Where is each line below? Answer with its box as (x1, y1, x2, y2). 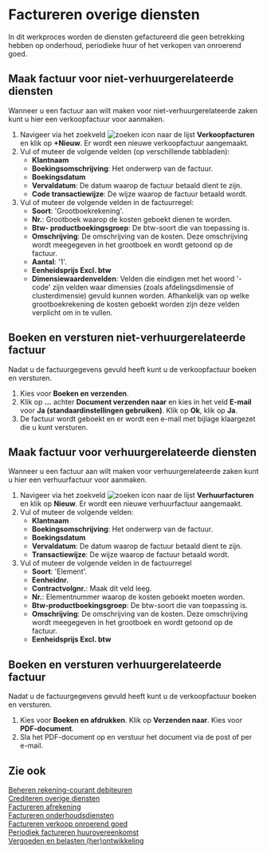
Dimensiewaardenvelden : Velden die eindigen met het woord (31, 274, 235, 283)
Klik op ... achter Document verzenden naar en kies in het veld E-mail (19, 397, 252, 406)
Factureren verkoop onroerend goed (8, 819, 128, 828)
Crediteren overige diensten (8, 794, 100, 803)
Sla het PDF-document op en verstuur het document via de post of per (19, 733, 253, 742)
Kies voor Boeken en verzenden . (19, 389, 129, 398)
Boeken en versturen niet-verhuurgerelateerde (8, 331, 246, 345)
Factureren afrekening (8, 802, 81, 812)
